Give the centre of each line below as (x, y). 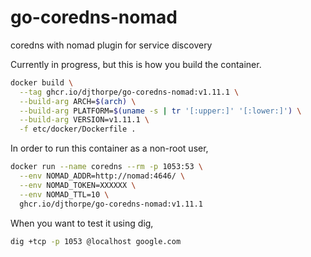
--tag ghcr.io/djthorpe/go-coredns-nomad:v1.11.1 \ (129, 92)
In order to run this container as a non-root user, (109, 148)
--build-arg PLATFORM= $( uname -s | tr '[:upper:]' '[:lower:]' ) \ (160, 111)
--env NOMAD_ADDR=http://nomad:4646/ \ (102, 176)
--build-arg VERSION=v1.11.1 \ (84, 120)
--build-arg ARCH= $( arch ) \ (78, 101)
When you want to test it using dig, (82, 223)
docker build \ (42, 82)
